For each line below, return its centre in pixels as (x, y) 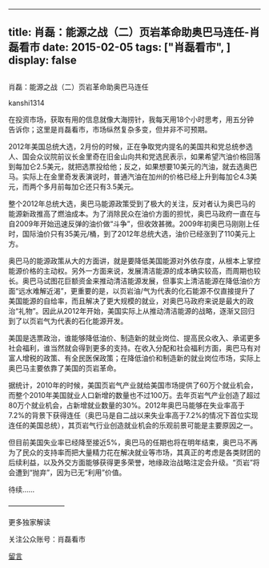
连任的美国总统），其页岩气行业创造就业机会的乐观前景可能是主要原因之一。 (133, 425)
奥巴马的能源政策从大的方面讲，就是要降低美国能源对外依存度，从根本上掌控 (134, 261)
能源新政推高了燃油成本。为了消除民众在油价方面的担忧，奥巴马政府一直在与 (134, 213)
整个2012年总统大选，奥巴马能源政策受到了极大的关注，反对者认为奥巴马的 (132, 203)
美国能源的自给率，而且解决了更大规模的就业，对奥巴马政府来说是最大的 (127, 301)
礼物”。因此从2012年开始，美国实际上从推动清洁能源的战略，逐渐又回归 (137, 310)
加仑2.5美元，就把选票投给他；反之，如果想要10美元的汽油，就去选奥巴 (140, 166)
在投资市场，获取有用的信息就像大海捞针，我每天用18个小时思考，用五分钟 (131, 119)
